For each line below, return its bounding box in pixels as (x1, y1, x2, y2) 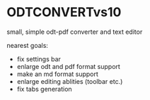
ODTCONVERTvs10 (6, 4, 122, 20)
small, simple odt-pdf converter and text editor (6, 27, 143, 36)
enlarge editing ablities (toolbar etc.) (16, 77, 123, 85)
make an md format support (16, 70, 98, 78)
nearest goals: (6, 41, 49, 49)
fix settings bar (16, 54, 62, 63)
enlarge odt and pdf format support (16, 62, 121, 70)
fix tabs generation (16, 85, 72, 93)
